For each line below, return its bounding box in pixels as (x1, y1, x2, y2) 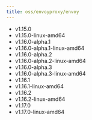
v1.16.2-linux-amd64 (14, 95, 66, 103)
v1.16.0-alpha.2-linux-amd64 (14, 57, 86, 64)
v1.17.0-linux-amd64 (14, 108, 65, 115)
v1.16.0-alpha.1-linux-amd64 (14, 44, 85, 52)
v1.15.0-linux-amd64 (14, 31, 66, 39)
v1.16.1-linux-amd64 (14, 82, 64, 90)
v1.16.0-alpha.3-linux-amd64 (14, 70, 86, 77)
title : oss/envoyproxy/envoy (6, 8, 79, 15)
